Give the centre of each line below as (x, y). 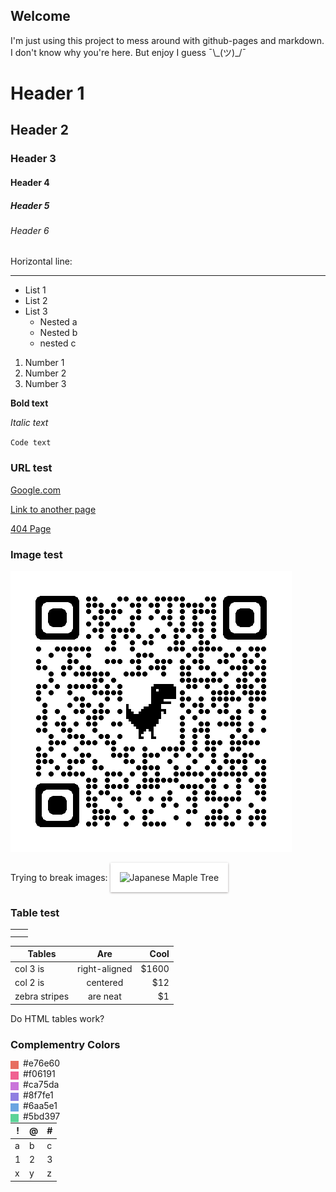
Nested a (58, 322)
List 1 (35, 290)
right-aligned (105, 968)
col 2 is (29, 982)
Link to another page (53, 509)
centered (105, 982)
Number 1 (44, 363)
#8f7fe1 (38, 1095)
